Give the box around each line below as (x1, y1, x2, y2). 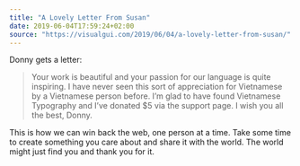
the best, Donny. (31, 109, 93, 121)
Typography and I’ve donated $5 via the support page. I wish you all (31, 100, 284, 111)
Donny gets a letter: (9, 55, 83, 66)
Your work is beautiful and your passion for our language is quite (31, 72, 271, 83)
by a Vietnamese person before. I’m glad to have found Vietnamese (31, 91, 281, 101)
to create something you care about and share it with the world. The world (9, 136, 285, 148)
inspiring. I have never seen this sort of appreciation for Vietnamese (31, 82, 283, 92)
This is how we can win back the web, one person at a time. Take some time (9, 127, 292, 138)
